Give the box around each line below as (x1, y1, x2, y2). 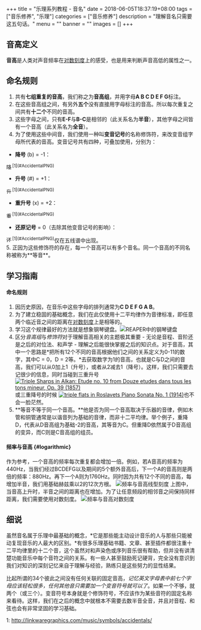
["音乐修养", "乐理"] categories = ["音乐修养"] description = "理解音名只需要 (6, 13, 193, 20)
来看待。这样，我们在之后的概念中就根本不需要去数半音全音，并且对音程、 (6, 597, 190, 604)
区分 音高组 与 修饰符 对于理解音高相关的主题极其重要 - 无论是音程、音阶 (14, 333, 188, 341)
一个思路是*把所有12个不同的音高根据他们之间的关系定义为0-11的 (20, 348, 180, 356)
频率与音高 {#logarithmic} (6, 443, 72, 450)
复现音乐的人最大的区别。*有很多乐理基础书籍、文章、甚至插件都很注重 (11, 539, 187, 547)
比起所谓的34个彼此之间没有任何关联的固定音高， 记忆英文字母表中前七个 (6, 574, 186, 581)
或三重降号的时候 (14, 391, 57, 398)
